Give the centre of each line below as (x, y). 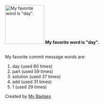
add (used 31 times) (32, 82)
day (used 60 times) (32, 66)
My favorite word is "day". (72, 42)
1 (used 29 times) (29, 87)
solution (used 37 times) (36, 77)
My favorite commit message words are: (45, 57)
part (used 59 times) (33, 71)
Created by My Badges (28, 96)
